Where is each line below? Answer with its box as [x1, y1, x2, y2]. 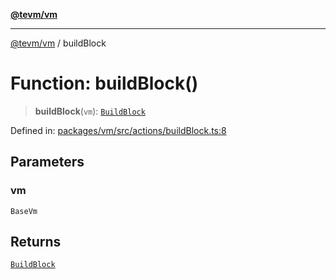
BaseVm [10, 206, 38, 216]
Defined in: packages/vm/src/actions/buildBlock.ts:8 [10, 124, 227, 136]
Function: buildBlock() [10, 72, 199, 95]
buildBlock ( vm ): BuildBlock [34, 105, 146, 117]
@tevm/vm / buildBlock [10, 37, 107, 49]
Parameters [10, 154, 85, 171]
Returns [10, 234, 62, 251]
